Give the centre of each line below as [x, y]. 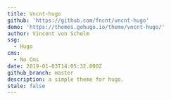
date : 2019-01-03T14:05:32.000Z [55, 66]
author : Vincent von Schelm [49, 33]
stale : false [26, 86]
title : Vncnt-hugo [34, 14]
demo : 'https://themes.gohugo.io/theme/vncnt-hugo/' [86, 27]
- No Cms [26, 60]
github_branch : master [40, 73]
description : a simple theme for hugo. [66, 79]
